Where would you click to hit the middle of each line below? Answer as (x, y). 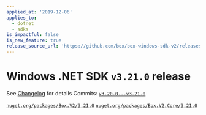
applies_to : (21, 18)
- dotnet (23, 23)
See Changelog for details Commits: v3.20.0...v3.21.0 (76, 93)
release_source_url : (33, 46)
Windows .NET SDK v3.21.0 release (99, 76)
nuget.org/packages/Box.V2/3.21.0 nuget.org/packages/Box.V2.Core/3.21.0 (102, 106)
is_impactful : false (33, 35)
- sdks (20, 29)
